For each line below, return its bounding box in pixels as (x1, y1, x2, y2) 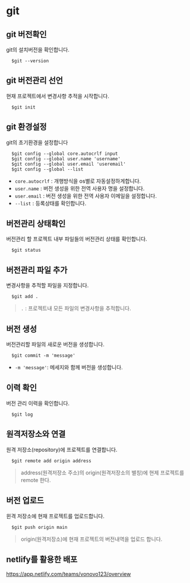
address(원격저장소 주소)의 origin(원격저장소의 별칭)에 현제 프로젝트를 (20, 469, 185, 476)
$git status (11, 248, 42, 254)
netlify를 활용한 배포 (6, 554, 78, 565)
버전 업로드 (6, 496, 45, 506)
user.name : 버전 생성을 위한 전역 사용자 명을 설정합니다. (14, 185, 145, 192)
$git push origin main (11, 524, 68, 530)
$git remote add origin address (11, 458, 92, 464)
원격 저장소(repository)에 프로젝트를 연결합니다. (6, 446, 118, 453)
